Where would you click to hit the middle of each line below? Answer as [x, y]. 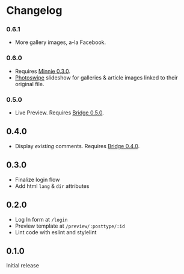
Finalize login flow [37, 179]
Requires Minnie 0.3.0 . [43, 71]
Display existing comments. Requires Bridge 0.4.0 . [77, 146]
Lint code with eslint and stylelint [56, 232]
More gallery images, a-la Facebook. [60, 42]
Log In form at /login [41, 219]
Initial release [23, 266]
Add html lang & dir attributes [52, 186]
